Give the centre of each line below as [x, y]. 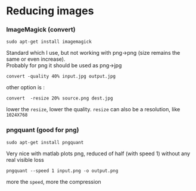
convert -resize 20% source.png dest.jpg [60, 98]
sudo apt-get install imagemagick [49, 42]
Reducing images [50, 11]
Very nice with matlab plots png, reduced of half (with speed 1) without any [98, 154]
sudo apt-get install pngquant [45, 142]
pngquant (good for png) [43, 130]
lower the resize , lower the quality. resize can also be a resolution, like [93, 109]
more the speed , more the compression [54, 181]
